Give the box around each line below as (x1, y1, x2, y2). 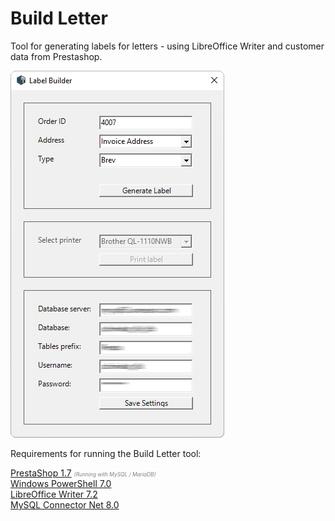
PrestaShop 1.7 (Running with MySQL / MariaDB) (10, 467, 157, 479)
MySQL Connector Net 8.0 (10, 498, 120, 511)
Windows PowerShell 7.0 (10, 477, 112, 489)
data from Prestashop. (10, 50, 103, 62)
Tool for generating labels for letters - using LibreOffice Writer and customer (10, 40, 325, 52)
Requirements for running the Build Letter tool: (10, 447, 202, 459)
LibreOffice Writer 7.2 (10, 488, 98, 500)
